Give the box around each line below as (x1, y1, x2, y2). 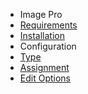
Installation (19, 30, 66, 41)
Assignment (19, 62, 70, 73)
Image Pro (19, 9, 63, 20)
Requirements (19, 19, 78, 31)
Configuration (19, 40, 77, 52)
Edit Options (19, 72, 71, 84)
